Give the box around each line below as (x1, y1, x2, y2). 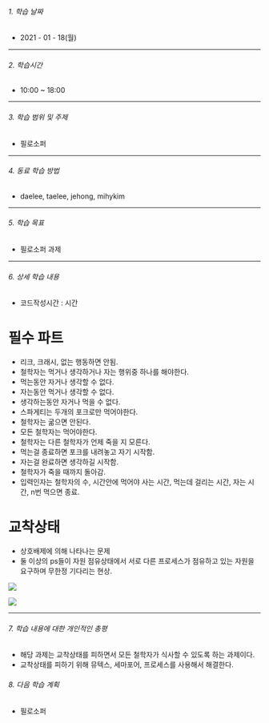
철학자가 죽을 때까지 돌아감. (19, 468, 106, 477)
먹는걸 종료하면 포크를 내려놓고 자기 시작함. (19, 448, 155, 457)
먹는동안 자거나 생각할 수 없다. (19, 377, 114, 387)
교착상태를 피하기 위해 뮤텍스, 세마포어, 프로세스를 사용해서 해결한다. (19, 660, 234, 669)
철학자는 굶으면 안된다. (19, 417, 91, 427)
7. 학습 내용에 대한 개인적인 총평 (8, 624, 108, 633)
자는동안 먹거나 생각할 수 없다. (19, 388, 114, 397)
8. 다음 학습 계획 (8, 680, 60, 689)
